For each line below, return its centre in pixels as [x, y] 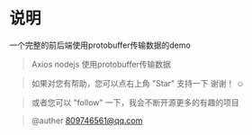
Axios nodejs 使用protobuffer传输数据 [101, 64]
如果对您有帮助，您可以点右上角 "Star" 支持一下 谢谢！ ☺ [138, 83]
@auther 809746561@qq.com [87, 120]
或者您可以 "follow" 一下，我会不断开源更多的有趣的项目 [135, 102]
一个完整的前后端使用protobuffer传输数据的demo [100, 45]
